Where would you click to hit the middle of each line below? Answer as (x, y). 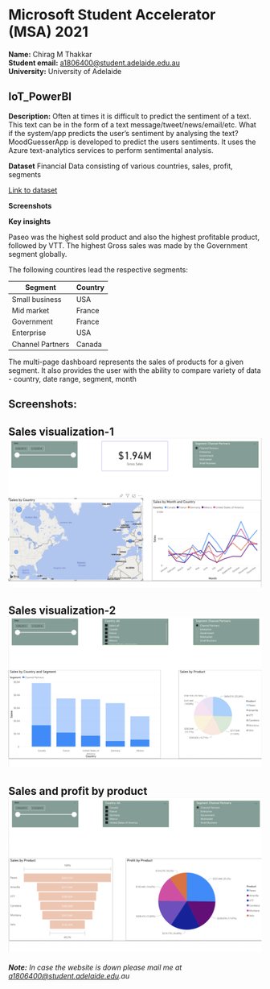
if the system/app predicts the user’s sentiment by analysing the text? (123, 133)
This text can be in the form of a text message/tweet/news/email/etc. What (133, 124)
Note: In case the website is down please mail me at (95, 967)
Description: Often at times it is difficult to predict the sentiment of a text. (130, 116)
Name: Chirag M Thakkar (50, 54)
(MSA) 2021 (48, 32)
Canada (89, 344)
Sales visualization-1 (61, 431)
